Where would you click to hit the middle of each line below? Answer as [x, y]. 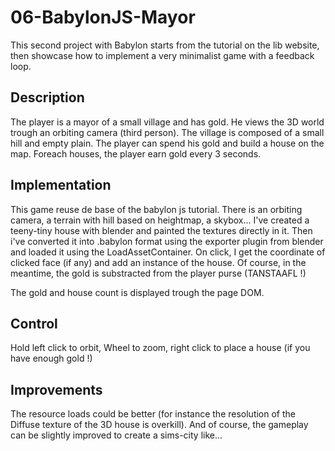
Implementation [61, 185]
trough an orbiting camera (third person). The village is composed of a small [167, 132]
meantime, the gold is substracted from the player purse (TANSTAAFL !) [158, 273]
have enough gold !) [51, 358]
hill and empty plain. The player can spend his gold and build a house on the [167, 143]
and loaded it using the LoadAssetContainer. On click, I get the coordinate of [168, 252]
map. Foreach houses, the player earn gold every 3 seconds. [136, 153]
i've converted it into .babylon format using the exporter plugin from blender [167, 241]
